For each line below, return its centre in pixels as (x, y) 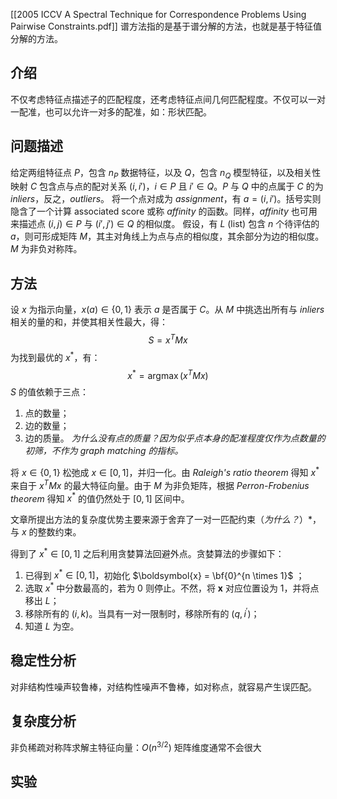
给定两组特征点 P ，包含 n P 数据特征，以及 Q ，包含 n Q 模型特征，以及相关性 (166, 173)
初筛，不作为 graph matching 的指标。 (104, 451)
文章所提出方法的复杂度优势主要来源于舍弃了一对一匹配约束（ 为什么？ (155, 520)
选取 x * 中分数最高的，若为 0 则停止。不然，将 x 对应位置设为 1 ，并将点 (172, 587)
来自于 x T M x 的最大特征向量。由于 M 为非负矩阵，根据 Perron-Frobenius (160, 484)
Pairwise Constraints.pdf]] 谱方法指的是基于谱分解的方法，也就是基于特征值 (166, 26)
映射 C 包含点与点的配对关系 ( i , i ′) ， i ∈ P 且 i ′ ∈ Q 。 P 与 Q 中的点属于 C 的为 (167, 186)
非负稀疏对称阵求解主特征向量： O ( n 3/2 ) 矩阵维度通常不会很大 (136, 747)
